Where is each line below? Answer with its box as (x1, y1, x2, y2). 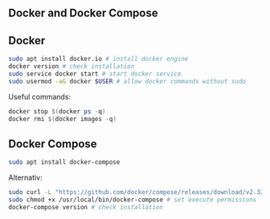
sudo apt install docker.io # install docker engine (8, 55, 189, 63)
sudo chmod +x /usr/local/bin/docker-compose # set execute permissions (8, 196, 257, 204)
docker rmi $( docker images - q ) (8, 115, 117, 123)
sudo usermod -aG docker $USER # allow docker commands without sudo (8, 77, 247, 85)
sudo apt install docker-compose (8, 158, 121, 167)
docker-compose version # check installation (8, 203, 163, 211)
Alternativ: (8, 172, 43, 183)
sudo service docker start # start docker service (8, 70, 182, 78)
